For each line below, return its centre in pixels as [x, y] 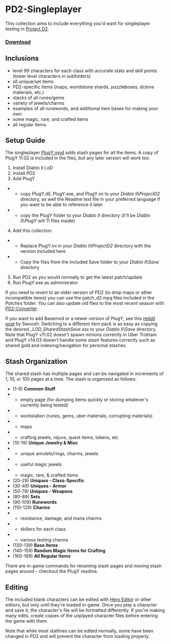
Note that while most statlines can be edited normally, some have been [79, 631]
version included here [43, 251]
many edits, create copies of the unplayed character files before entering [82, 616]
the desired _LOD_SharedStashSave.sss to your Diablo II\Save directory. [81, 329]
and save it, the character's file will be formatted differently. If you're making [85, 611]
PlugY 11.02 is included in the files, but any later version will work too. [78, 158]
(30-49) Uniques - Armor [40, 486]
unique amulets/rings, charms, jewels [59, 454]
